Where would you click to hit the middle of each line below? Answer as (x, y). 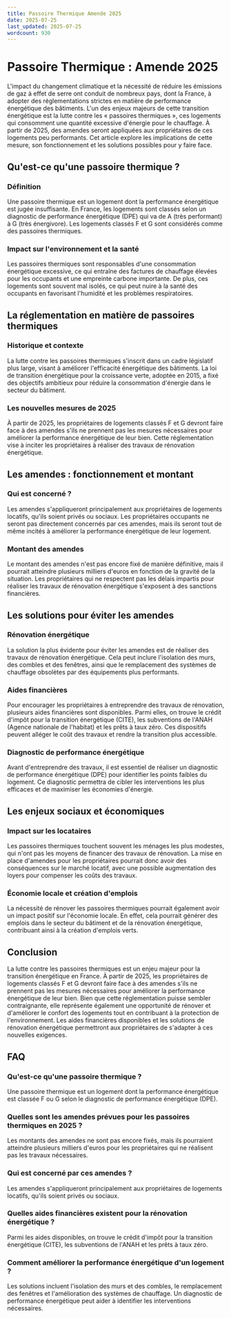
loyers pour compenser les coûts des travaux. (72, 875)
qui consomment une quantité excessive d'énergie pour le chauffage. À (109, 123)
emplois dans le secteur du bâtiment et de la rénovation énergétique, (105, 923)
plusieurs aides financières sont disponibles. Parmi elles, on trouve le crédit (114, 713)
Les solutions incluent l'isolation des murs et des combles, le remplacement (114, 1286)
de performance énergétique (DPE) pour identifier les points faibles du (107, 775)
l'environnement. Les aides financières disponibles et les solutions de (106, 1020)
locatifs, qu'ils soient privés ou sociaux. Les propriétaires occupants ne (108, 516)
